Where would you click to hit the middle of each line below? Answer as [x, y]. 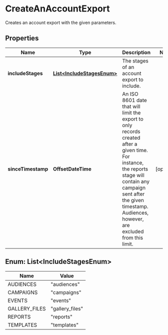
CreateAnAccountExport [57, 9]
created [131, 137]
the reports [135, 169]
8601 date [135, 100]
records [131, 131]
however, [133, 219]
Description [136, 52]
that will [131, 106]
